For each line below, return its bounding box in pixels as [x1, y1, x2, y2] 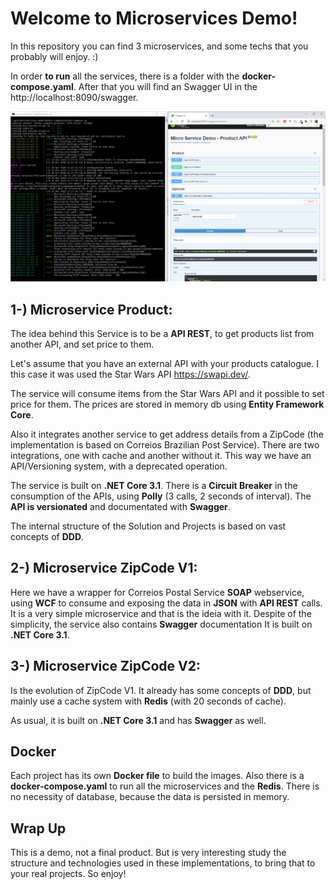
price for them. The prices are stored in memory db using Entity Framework [10, 398, 325, 410]
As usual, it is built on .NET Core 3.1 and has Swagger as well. [10, 714, 267, 726]
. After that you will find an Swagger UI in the [73, 80, 258, 92]
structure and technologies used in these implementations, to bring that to [10, 857, 316, 869]
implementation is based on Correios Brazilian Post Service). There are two [10, 438, 320, 451]
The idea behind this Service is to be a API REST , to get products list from [10, 327, 315, 339]
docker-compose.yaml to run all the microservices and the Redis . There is [10, 780, 320, 792]
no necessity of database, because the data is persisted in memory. [10, 791, 290, 803]
